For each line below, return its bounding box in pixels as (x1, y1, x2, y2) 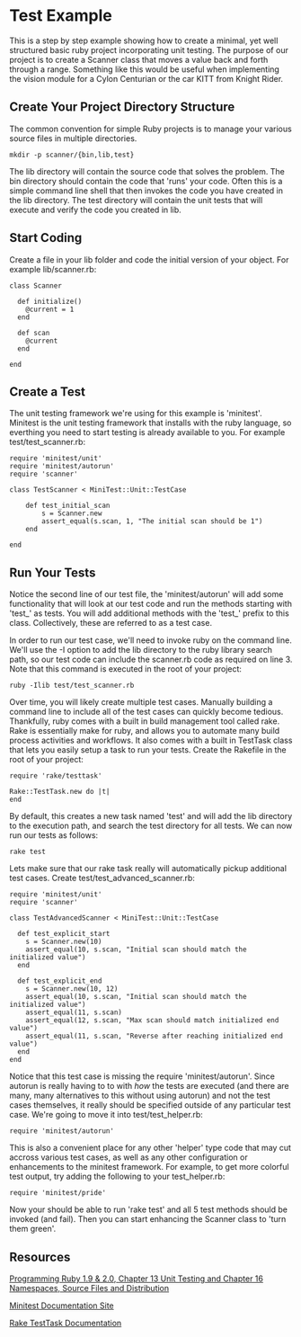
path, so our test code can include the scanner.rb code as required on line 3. (9, 654, 293, 665)
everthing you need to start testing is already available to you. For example (9, 427, 286, 438)
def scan (17, 328, 50, 337)
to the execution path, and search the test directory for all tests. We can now (9, 820, 293, 832)
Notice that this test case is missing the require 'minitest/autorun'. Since (9, 1071, 276, 1082)
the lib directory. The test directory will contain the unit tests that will (9, 194, 263, 205)
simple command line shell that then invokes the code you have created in (9, 185, 283, 196)
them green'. (9, 1224, 57, 1234)
